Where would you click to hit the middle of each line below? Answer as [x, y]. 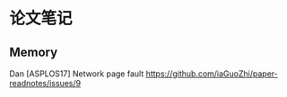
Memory [34, 52]
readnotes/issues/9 [45, 83]
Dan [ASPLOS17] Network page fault [77, 74]
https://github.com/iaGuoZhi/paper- [212, 74]
